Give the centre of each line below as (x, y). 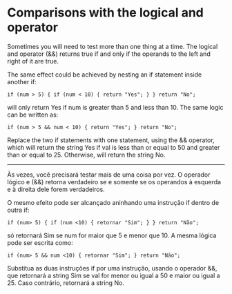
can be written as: (33, 115)
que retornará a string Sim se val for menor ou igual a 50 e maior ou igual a (114, 275)
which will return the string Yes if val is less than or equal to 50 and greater (114, 147)
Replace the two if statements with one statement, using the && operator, (111, 140)
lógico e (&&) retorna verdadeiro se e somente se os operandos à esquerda (114, 182)
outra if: (18, 210)
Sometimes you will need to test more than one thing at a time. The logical (113, 46)
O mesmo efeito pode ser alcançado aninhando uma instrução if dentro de (113, 202)
